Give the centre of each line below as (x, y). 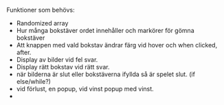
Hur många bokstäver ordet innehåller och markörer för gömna (105, 31)
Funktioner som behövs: (41, 10)
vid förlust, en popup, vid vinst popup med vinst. (85, 89)
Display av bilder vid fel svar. (57, 60)
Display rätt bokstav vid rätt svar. (63, 67)
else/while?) (33, 81)
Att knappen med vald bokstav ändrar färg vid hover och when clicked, (117, 45)
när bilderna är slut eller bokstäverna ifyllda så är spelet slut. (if (105, 74)
